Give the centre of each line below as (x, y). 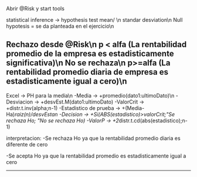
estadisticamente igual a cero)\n (67, 81)
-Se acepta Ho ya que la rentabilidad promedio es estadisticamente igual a (96, 156)
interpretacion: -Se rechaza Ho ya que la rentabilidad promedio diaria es (93, 138)
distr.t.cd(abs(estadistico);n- (153, 121)
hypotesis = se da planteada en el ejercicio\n (60, 26)
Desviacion (20, 102)
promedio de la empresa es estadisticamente (90, 54)
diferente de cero (27, 144)
